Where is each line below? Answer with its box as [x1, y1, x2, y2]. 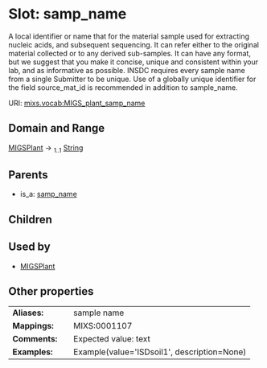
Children [8, 212, 52, 226]
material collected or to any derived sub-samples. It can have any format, [8, 48, 252, 58]
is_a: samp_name [19, 190, 78, 199]
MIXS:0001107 [73, 321, 133, 332]
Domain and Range [8, 121, 105, 135]
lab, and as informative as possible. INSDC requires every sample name [8, 65, 245, 75]
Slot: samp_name [8, 5, 127, 23]
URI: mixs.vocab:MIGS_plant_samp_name [8, 98, 146, 108]
